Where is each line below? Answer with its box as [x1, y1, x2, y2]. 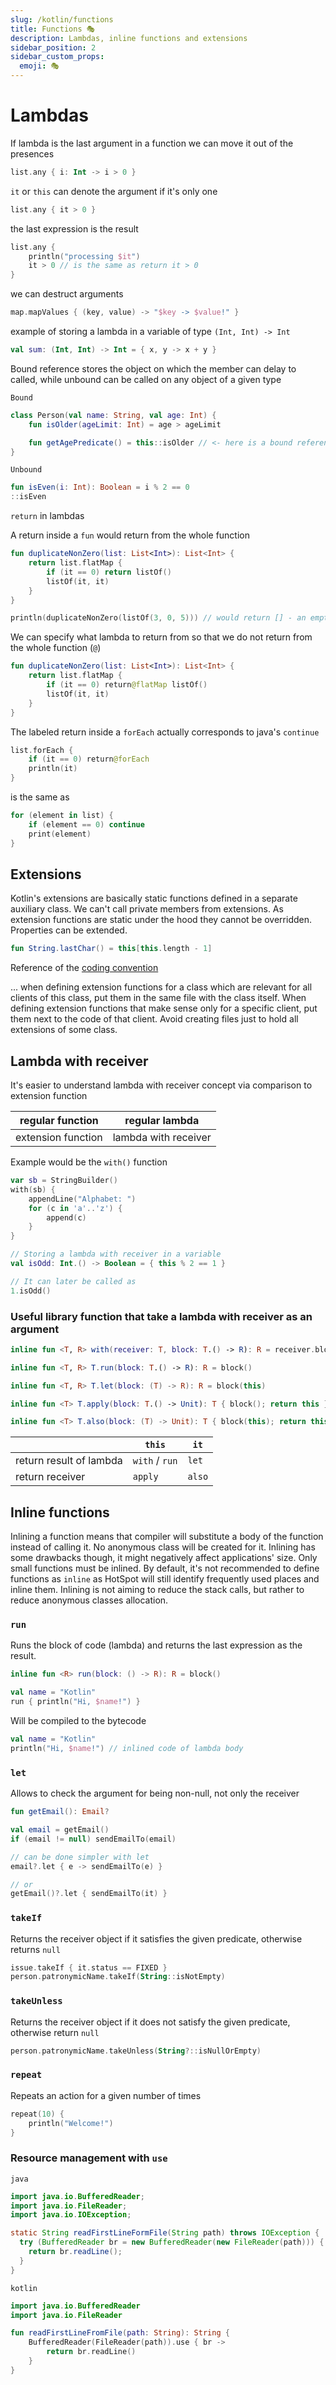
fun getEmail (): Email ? [10, 1807, 110, 1817]
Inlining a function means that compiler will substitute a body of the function [10, 1531, 324, 1543]
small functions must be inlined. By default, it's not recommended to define [10, 1562, 320, 1575]
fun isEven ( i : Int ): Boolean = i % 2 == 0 [10, 482, 190, 493]
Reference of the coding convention [10, 962, 159, 974]
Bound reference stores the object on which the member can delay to [10, 362, 297, 375]
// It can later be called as [10, 1276, 137, 1286]
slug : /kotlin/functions [10, 14, 114, 25]
